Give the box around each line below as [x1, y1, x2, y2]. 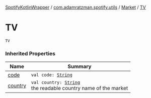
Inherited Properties [5, 50, 55, 57]
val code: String [31, 72, 73, 78]
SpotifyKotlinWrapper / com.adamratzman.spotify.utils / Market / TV [5, 5, 146, 10]
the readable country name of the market [31, 85, 128, 92]
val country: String [31, 80, 81, 85]
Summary [67, 63, 92, 70]
